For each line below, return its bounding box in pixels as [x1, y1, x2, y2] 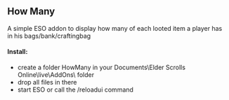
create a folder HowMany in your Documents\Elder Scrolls [17, 63, 186, 72]
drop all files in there [17, 78, 77, 87]
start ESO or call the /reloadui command [17, 85, 133, 94]
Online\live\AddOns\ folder [17, 71, 95, 79]
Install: [7, 48, 28, 56]
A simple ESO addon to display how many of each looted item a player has [7, 24, 223, 32]
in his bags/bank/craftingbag [7, 31, 91, 40]
